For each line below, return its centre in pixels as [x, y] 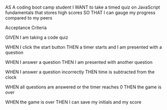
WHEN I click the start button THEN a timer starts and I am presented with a [84, 47]
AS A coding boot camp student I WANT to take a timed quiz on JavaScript [82, 7]
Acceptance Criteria [26, 28]
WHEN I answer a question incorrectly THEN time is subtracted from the [80, 72]
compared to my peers [29, 18]
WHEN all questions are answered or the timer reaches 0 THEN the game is [83, 87]
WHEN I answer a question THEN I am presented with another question [79, 62]
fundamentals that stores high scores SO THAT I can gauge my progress [80, 13]
